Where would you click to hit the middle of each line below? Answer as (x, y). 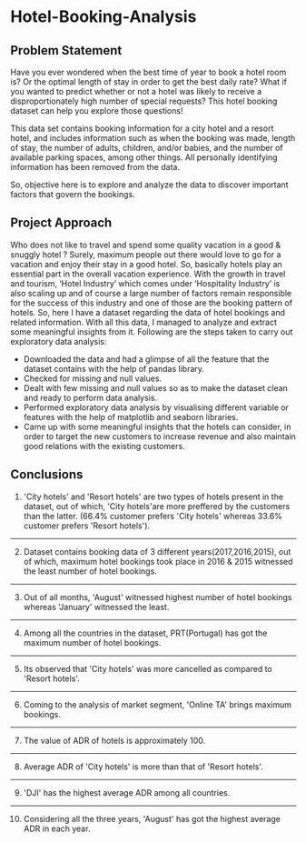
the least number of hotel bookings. (90, 571)
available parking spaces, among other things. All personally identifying (144, 157)
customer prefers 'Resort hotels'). (87, 526)
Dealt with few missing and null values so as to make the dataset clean (156, 387)
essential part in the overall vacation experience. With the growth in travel (148, 274)
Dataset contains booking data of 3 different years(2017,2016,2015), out (157, 551)
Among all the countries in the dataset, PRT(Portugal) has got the (145, 633)
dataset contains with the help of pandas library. (114, 368)
